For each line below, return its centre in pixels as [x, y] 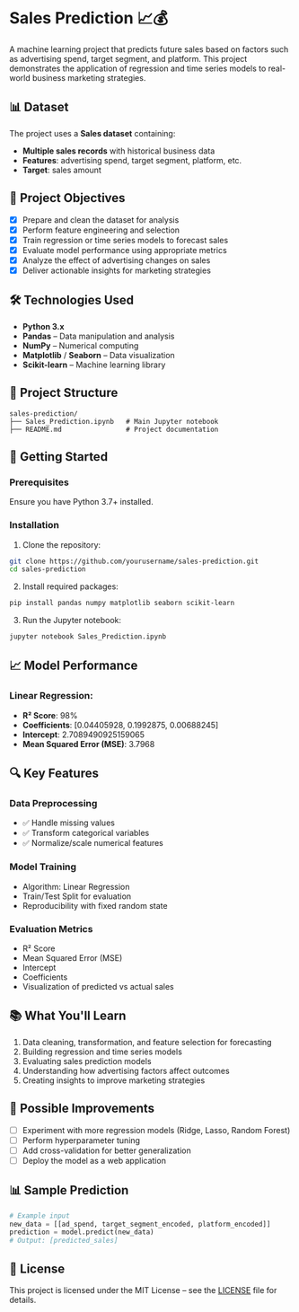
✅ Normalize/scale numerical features [93, 843]
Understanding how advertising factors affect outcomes [126, 1070]
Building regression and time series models [102, 1052]
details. [23, 1300]
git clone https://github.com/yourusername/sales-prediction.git [134, 561]
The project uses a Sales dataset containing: [92, 133]
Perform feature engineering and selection [101, 230]
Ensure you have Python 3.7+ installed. [82, 502]
